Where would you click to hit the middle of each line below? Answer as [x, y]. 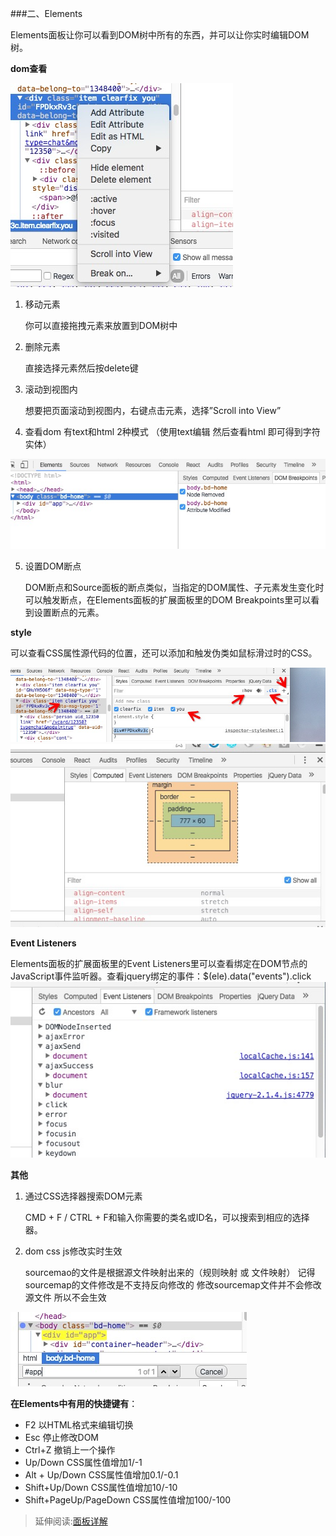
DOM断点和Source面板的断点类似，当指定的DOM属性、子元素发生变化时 [174, 588]
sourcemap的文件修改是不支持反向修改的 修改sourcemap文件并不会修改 [173, 1285]
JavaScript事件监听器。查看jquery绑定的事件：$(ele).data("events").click [161, 976]
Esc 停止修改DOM [61, 1438]
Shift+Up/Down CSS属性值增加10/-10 [101, 1488]
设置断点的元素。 [69, 613]
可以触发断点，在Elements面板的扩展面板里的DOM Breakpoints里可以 [168, 600]
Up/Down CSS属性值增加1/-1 [83, 1463]
